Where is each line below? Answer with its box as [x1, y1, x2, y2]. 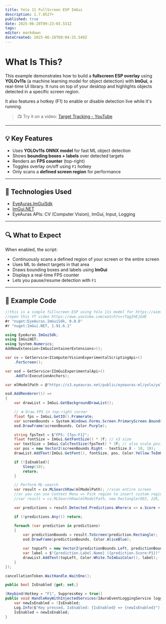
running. [5, 103, 22, 109]
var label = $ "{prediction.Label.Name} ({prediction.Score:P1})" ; [23, 551, 163, 556]
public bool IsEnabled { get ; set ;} [5, 582, 79, 587]
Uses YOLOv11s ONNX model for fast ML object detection [12, 147, 131, 153]
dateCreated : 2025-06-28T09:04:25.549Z [5, 35, 87, 40]
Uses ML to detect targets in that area [12, 262, 90, 268]
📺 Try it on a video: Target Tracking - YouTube [17, 113, 113, 119]
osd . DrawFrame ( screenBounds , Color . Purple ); [14, 423, 107, 428]
